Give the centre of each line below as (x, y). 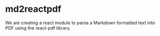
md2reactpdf (33, 9)
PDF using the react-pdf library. (38, 28)
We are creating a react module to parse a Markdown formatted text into (80, 23)
